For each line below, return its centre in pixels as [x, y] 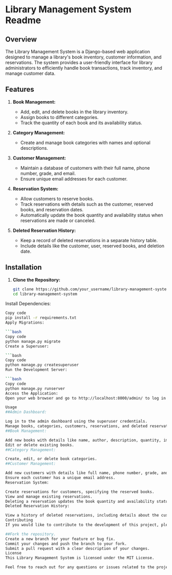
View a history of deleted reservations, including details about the [82, 515]
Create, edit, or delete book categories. [51, 459]
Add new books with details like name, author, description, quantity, [83, 440]
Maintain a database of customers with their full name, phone [85, 168]
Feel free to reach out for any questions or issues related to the [80, 567]
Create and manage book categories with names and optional [85, 143]
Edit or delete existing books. [40, 445]
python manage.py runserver [35, 388]
